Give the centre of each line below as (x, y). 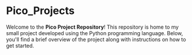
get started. (20, 46)
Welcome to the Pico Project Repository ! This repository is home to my (92, 27)
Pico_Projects (41, 11)
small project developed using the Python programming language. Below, (95, 33)
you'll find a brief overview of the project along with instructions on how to (96, 39)
